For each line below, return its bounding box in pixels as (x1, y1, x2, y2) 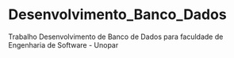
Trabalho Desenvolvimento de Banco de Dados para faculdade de (8, 32, 224, 41)
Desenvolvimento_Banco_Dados (8, 6, 228, 24)
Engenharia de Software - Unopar (8, 40, 119, 49)
